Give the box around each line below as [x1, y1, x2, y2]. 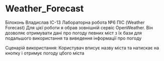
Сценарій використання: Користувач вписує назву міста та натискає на [5, 45, 159, 51]
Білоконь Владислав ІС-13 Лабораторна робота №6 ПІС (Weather [5, 19, 145, 25]
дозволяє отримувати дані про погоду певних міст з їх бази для [5, 30, 142, 36]
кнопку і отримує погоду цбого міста [5, 50, 84, 56]
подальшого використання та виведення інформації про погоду [5, 35, 142, 41]
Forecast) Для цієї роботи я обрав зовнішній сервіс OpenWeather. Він [5, 24, 153, 30]
